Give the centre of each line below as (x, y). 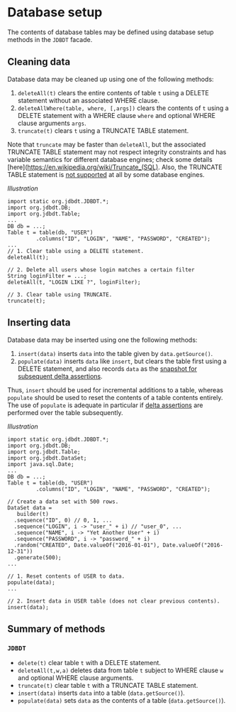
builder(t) (33, 514)
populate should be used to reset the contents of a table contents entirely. (115, 397)
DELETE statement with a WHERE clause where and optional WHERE (117, 115)
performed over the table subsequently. (65, 412)
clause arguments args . (52, 123)
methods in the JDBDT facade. (50, 39)
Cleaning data (39, 62)
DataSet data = (30, 508)
